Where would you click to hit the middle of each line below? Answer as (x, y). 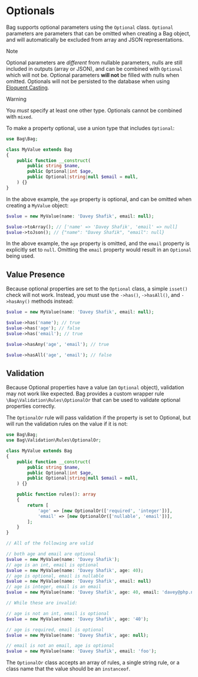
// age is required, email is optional (55, 630)
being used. (21, 256)
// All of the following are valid (50, 543)
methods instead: (52, 301)
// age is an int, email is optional (52, 565)
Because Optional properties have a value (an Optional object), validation (95, 388)
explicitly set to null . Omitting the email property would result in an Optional (99, 250)
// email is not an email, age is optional (60, 646)
